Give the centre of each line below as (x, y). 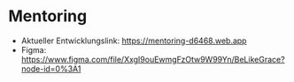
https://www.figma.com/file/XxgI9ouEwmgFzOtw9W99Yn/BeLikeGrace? (153, 59)
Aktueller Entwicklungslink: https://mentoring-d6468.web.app (134, 41)
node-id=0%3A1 (51, 69)
